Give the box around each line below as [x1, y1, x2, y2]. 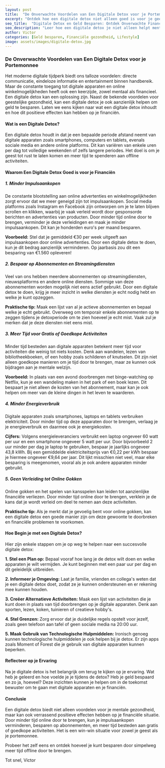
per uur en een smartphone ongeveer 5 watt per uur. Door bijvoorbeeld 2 [5, 438, 153, 444]
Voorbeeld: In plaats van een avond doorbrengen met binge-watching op [5, 374, 154, 380]
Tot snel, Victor [5, 757, 36, 763]
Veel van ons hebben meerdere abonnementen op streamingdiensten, [5, 273, 147, 279]
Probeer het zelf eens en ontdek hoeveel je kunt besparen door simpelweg [5, 742, 156, 748]
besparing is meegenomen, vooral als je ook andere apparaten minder [5, 459, 147, 465]
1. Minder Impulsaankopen [5, 180, 60, 186]
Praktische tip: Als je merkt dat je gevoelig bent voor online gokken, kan [5, 508, 152, 514]
